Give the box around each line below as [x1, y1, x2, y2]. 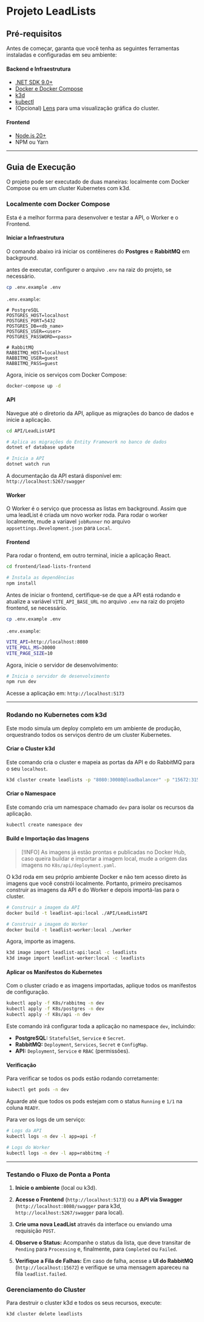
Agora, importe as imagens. [6, 937, 76, 945]
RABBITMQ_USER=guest [6, 355, 59, 361]
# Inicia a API [6, 455, 45, 461]
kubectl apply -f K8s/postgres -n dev [6, 1006, 104, 1012]
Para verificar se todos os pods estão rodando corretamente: [6, 1075, 159, 1082]
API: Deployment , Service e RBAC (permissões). [15, 1047, 131, 1055]
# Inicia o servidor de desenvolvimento [6, 673, 110, 679]
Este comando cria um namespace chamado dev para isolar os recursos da [6, 803, 194, 811]
